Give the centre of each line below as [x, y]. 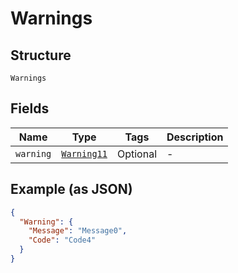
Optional [137, 154]
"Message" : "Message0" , [78, 231]
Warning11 [84, 153]
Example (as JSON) [71, 189]
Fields [30, 108]
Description [195, 137]
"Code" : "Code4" [62, 240]
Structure [41, 55]
